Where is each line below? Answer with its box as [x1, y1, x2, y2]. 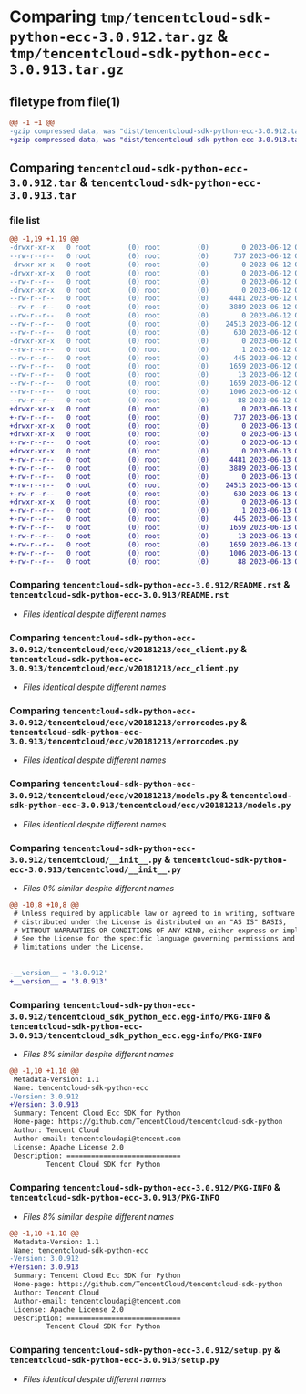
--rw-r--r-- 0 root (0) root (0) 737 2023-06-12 [9, 252, 291, 261]
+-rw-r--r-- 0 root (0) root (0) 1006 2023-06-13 [9, 548, 291, 557]
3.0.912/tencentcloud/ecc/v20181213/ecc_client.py [9, 644, 239, 654]
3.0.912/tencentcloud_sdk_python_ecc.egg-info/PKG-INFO [9, 1011, 262, 1022]
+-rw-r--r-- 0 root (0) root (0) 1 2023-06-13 [9, 506, 291, 515]
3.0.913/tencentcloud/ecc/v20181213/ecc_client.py [9, 663, 239, 673]
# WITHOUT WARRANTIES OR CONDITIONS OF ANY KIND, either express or [13, 926, 280, 935]
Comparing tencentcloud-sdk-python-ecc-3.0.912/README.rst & [9, 578, 291, 591]
